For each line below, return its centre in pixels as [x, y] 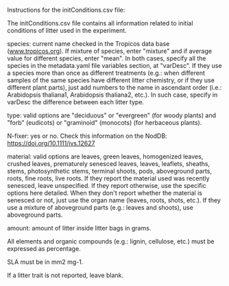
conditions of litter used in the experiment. [67, 31]
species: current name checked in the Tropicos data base [88, 44]
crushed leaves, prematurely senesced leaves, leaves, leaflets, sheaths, [109, 164]
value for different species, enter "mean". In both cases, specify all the [107, 58]
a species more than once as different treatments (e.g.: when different [106, 73]
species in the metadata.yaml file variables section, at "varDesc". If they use [114, 65]
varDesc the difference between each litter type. [76, 102]
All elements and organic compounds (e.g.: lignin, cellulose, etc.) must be [111, 241]
